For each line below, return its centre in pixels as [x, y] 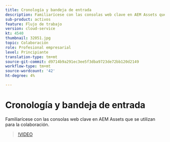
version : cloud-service [30, 29]
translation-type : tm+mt [31, 57]
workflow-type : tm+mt [28, 66]
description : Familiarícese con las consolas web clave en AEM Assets [81, 15]
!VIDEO [25, 134]
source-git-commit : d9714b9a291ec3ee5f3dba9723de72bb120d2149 [72, 62]
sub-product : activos [28, 19]
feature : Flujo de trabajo [34, 24]
